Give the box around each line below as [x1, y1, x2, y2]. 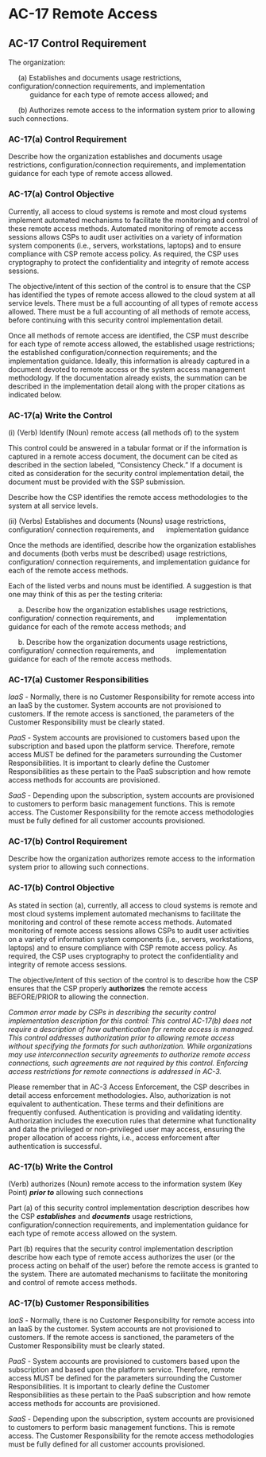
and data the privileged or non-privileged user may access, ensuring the [8, 1124, 245, 1134]
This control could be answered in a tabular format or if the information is [8, 443, 248, 452]
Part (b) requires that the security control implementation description [8, 1244, 233, 1254]
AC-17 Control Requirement [8, 37, 147, 50]
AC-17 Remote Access [8, 5, 158, 23]
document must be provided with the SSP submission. [8, 477, 186, 486]
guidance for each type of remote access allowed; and [29, 90, 209, 100]
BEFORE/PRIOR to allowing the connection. [8, 992, 149, 1002]
